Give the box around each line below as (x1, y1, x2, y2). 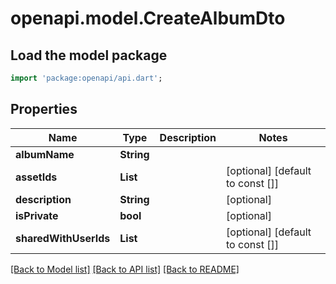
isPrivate (15, 208, 59, 222)
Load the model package (10, 47, 168, 64)
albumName (15, 147, 75, 161)
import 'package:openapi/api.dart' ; (10, 73, 163, 83)
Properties (10, 101, 78, 118)
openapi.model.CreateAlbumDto (10, 7, 286, 30)
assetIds (15, 170, 58, 184)
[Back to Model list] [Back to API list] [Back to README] (10, 263, 240, 275)
